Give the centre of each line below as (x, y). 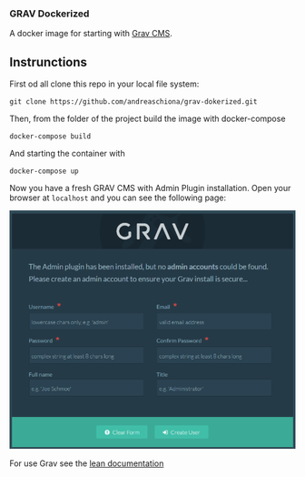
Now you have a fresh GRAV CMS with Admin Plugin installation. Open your (150, 188)
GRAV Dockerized (49, 14)
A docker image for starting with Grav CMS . (91, 34)
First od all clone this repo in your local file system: (104, 84)
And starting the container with (67, 154)
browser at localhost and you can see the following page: (118, 198)
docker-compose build (50, 137)
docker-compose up (44, 171)
